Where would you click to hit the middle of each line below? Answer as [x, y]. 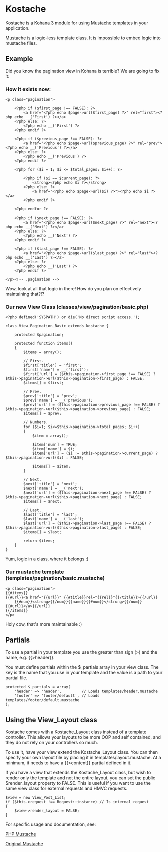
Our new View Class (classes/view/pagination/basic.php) [77, 307]
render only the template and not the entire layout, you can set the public [80, 778]
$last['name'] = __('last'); [54, 519]
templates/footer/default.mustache [42, 700]
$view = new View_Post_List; [36, 798]
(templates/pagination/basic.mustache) [55, 578]
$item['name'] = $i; [53, 449]
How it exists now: [28, 89]
